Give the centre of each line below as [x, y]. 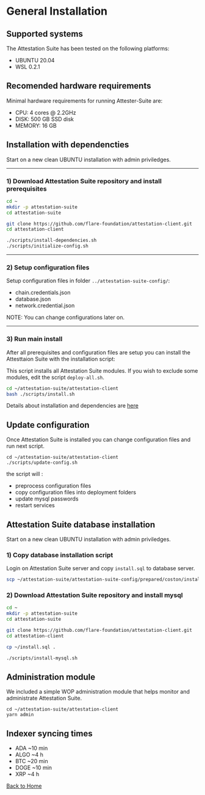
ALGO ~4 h [29, 755]
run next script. [25, 446]
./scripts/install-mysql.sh [42, 658]
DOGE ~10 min [34, 768]
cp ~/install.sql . [31, 647]
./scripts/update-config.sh [42, 463]
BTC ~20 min [31, 761]
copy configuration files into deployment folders [75, 493]
